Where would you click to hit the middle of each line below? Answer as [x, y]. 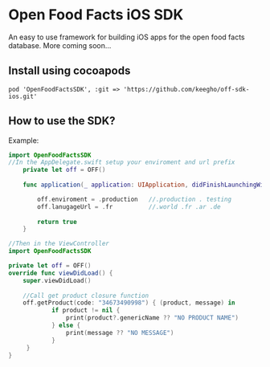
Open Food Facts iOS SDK [96, 15]
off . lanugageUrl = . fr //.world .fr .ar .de [129, 206]
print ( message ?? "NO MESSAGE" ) [120, 332]
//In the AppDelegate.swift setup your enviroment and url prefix [122, 162]
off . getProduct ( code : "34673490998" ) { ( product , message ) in [129, 303]
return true [57, 222]
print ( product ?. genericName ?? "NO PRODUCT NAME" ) [152, 318]
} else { [66, 326]
